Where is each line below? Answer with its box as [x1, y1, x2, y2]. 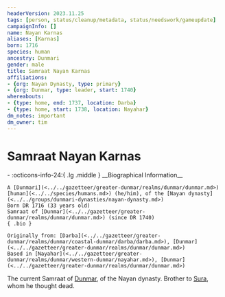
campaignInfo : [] [7, 23, 57, 30]
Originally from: [7, 232, 57, 239]
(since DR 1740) [108, 214, 155, 221]
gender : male [7, 61, 45, 68]
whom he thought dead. [7, 282, 75, 290]
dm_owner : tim [7, 118, 48, 126]
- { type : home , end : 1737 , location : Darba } [7, 100, 137, 107]
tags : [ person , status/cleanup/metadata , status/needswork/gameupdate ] [7, 16, 216, 23]
